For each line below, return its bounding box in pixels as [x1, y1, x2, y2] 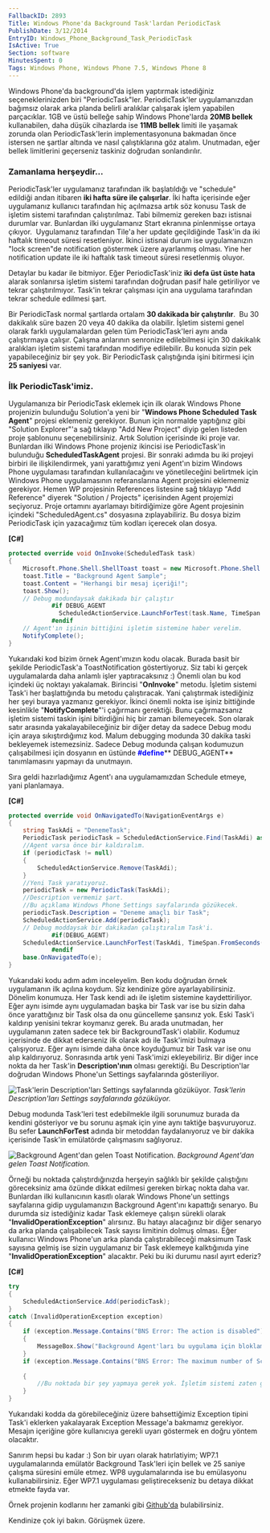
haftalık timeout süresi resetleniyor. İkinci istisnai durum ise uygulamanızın [8, 236, 253, 245]
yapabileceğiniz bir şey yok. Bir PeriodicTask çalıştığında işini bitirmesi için [8, 352, 255, 362]
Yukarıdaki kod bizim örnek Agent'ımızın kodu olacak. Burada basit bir [8, 654, 240, 663]
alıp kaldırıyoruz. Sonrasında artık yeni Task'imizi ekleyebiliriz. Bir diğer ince [8, 1052, 259, 1062]
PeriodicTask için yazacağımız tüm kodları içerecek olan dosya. [8, 519, 218, 528]
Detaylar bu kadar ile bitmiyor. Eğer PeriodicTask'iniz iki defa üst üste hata [8, 268, 256, 278]
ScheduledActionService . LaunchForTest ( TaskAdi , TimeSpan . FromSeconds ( [22, 938, 264, 947]
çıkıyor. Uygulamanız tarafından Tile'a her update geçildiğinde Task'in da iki [8, 227, 260, 237]
